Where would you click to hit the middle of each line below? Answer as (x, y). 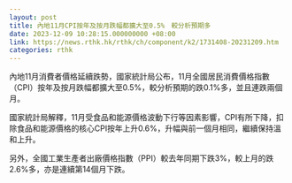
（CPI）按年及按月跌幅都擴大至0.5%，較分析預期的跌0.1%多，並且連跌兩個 (146, 88)
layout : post (33, 17)
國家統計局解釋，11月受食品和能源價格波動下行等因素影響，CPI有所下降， (143, 118)
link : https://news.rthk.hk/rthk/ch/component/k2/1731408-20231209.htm (144, 42)
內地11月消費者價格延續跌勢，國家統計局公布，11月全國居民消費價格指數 (139, 77)
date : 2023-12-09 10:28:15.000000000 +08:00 (92, 34)
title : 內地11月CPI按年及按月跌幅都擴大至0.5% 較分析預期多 (110, 26)
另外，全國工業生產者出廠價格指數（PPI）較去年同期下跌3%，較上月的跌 (142, 158)
